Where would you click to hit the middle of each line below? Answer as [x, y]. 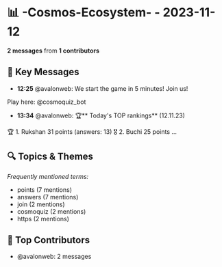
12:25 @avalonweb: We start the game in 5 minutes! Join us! [102, 88]
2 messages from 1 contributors [53, 51]
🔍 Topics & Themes [50, 157]
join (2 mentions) [41, 204]
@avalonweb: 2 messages [54, 257]
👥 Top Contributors [49, 240]
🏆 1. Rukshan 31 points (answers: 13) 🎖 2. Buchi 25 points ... [92, 131]
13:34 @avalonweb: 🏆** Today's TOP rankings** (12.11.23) [101, 115]
